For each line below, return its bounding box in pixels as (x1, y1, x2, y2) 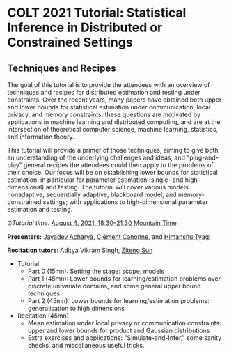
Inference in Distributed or (7, 20, 163, 36)
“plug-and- (187, 153, 219, 162)
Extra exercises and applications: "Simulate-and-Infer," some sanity (27, 334, 222, 342)
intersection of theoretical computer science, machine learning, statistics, (7, 125, 219, 133)
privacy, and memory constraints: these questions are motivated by (7, 110, 200, 118)
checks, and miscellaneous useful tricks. (27, 341, 145, 349)
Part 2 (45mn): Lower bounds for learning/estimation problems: (27, 297, 210, 304)
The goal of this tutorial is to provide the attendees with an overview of (7, 81, 210, 88)
